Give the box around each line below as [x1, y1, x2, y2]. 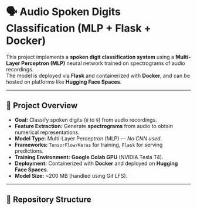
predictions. [14, 147, 44, 154]
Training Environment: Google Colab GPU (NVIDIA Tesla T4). [14, 153, 164, 160]
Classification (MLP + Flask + [6, 22, 151, 35]
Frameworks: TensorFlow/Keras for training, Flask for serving [14, 141, 163, 148]
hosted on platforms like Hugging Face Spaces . [6, 78, 122, 85]
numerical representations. [14, 129, 80, 136]
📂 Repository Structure [6, 195, 91, 205]
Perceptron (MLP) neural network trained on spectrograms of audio [21, 60, 186, 67]
